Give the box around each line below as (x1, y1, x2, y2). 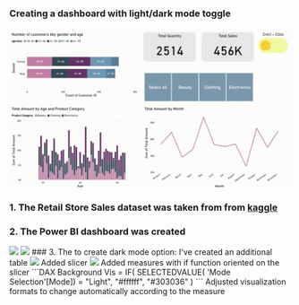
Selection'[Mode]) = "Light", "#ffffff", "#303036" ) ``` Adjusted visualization (9, 276, 286, 287)
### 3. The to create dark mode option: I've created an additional (30, 247, 273, 257)
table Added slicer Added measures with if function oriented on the (9, 257, 280, 268)
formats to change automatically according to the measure (9, 286, 226, 297)
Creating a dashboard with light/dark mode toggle (9, 7, 231, 20)
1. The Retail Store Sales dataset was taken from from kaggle (9, 201, 278, 213)
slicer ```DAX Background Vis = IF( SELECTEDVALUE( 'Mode (9, 267, 231, 278)
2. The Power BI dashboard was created (9, 225, 186, 238)
